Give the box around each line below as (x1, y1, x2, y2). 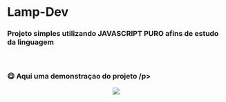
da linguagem (7, 37, 54, 47)
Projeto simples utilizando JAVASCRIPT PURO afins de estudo (7, 29, 219, 39)
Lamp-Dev (7, 4, 69, 20)
